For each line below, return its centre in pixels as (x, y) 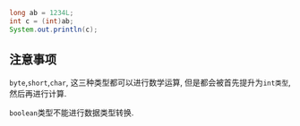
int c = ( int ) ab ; (42, 21)
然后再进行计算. (38, 94)
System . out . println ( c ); (54, 29)
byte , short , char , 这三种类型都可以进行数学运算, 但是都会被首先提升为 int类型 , (150, 83)
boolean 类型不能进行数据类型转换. (72, 113)
